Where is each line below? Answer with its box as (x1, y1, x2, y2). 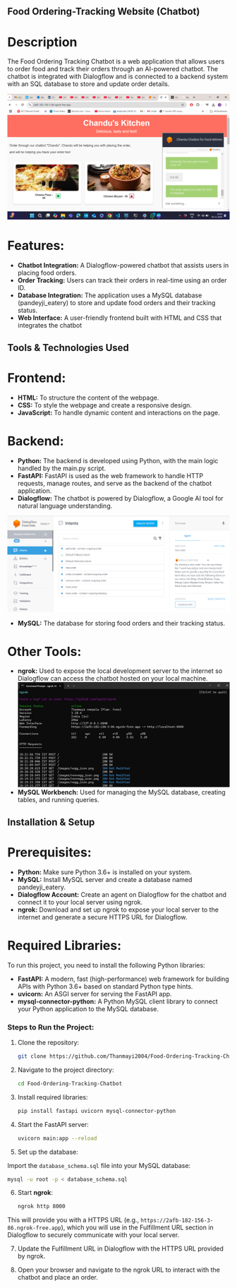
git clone (17, 1053, 47, 1060)
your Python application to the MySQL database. (17, 1004, 159, 1013)
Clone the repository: (17, 1038, 80, 1047)
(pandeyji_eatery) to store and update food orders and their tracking (17, 299, 216, 307)
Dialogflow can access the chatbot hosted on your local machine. (17, 674, 208, 683)
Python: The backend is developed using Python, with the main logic (17, 456, 219, 465)
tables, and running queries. (17, 796, 100, 804)
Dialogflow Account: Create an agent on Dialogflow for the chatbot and (17, 890, 227, 899)
